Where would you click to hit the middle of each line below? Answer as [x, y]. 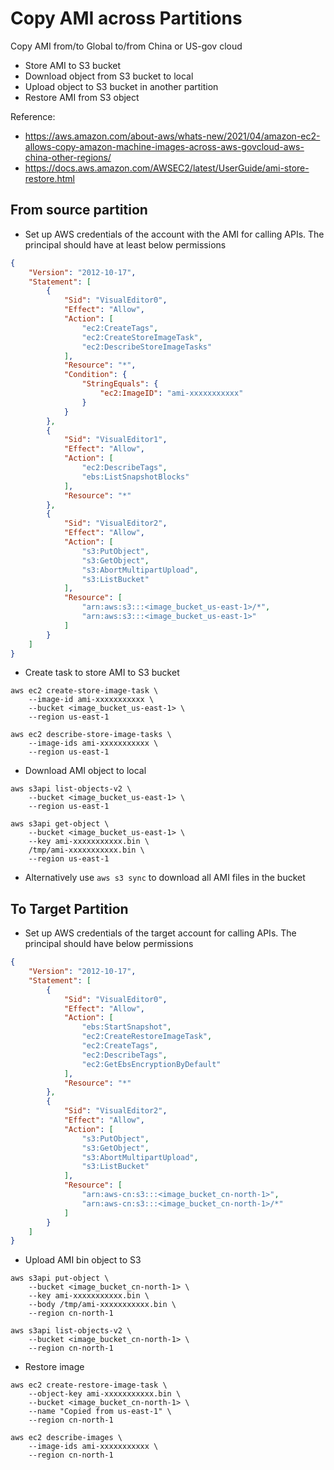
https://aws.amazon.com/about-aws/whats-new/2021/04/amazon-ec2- [172, 136]
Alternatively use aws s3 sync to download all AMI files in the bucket [165, 878]
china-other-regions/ [68, 157]
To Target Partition [69, 908]
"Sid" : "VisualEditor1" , [115, 440]
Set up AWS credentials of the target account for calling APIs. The [160, 933]
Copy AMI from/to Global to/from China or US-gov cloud [126, 46]
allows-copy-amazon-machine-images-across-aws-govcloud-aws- [164, 146]
